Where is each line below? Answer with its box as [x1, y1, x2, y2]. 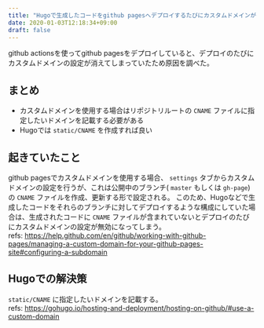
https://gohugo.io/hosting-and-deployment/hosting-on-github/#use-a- [24, 303, 255, 312]
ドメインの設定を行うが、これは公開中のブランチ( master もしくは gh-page [8, 183, 248, 192]
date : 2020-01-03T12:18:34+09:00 [8, 19, 118, 27]
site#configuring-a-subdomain [8, 248, 108, 257]
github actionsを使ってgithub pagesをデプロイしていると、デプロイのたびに [8, 49, 255, 58]
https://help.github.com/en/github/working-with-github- [24, 231, 207, 240]
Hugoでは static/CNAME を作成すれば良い [19, 126, 153, 135]
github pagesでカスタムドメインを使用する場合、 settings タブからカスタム [8, 173, 255, 182]
